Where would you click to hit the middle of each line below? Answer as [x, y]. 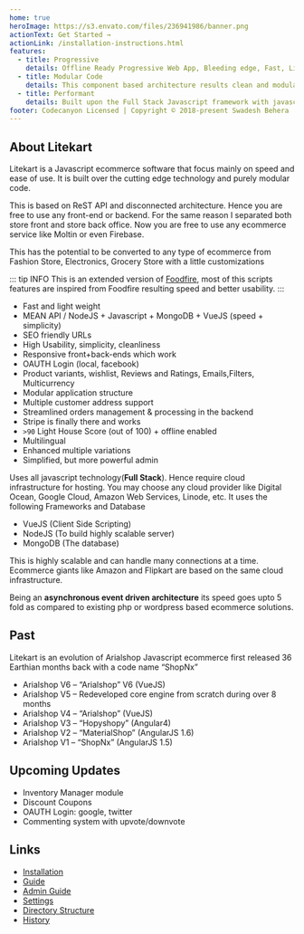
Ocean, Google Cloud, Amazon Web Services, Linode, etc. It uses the [139, 497]
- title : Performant [56, 93]
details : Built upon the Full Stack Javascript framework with [147, 102]
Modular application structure [78, 393]
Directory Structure [58, 910]
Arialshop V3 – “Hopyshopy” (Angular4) [97, 723]
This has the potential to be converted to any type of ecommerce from [140, 252]
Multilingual [44, 441]
